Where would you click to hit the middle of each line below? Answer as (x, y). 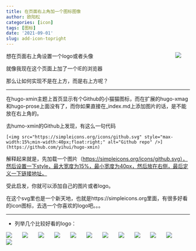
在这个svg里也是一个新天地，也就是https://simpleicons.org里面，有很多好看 (97, 198)
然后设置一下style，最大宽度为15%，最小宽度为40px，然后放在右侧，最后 (95, 166)
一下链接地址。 (29, 173)
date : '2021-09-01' (30, 33)
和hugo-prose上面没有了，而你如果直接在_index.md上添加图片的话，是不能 (96, 106)
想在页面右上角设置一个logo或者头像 (50, 56)
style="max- (159, 137)
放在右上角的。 (24, 114)
